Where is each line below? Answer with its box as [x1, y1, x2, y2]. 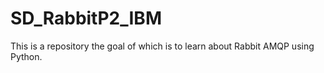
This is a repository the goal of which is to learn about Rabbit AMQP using [10, 40, 315, 52]
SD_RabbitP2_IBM [10, 7, 162, 30]
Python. [10, 50, 43, 62]
